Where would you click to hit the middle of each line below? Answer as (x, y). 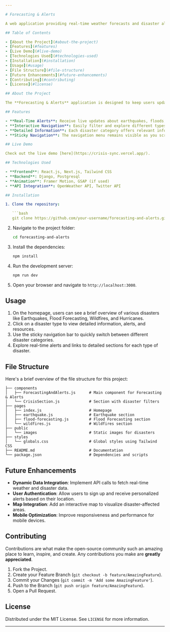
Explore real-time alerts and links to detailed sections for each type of (85, 345)
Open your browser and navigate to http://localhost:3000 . (74, 285)
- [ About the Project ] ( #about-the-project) (52, 42)
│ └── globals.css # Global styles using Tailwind (81, 442)
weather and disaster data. (40, 488)
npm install (25, 256)
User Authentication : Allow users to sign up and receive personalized (86, 493)
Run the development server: (43, 266)
